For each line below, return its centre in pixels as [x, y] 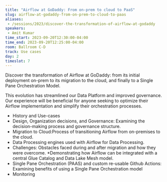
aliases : [14, 19]
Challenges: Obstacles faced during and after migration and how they [84, 147]
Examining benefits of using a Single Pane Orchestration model [77, 169]
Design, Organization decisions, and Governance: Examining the [78, 121]
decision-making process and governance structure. [66, 126]
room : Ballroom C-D [25, 47]
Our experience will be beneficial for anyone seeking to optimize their [77, 101]
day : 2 [12, 56]
